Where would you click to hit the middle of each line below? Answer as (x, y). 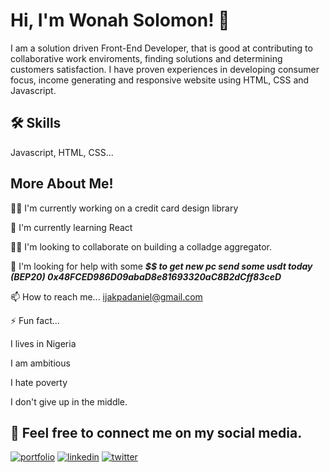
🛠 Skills (36, 123)
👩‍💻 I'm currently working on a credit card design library (124, 208)
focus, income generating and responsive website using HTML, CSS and (160, 80)
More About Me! (62, 184)
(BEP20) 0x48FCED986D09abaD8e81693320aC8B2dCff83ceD (146, 276)
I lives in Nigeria (43, 343)
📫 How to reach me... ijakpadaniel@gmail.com (106, 296)
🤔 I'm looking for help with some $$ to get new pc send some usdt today (161, 266)
